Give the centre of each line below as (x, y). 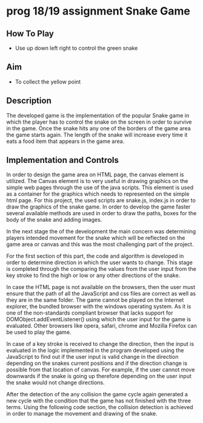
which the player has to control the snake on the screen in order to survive (99, 122)
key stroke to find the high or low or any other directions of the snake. (93, 275)
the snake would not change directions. (55, 382)
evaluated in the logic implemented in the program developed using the (95, 350)
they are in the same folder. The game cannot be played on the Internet (95, 300)
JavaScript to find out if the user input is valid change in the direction (92, 357)
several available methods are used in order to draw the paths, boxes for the (101, 213)
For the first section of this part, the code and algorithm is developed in (95, 256)
